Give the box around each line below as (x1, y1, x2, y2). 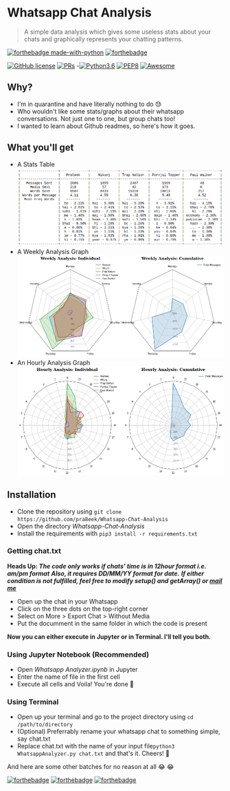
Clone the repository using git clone (16, 507, 122, 516)
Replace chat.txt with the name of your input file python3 (16, 742, 175, 750)
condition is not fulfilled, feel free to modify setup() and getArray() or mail (7, 576, 222, 584)
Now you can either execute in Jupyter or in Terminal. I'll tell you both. (7, 632, 211, 641)
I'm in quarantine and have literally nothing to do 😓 (16, 100, 162, 108)
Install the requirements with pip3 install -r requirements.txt (16, 529, 198, 538)
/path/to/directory (16, 721, 73, 728)
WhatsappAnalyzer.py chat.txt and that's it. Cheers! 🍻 (16, 749, 170, 758)
